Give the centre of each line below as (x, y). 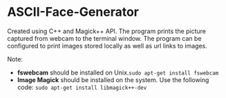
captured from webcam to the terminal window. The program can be (104, 38)
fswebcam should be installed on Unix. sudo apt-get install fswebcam (118, 72)
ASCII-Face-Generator (73, 12)
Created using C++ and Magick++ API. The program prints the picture (106, 31)
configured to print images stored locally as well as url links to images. (107, 46)
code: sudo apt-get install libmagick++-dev (82, 87)
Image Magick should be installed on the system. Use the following (113, 79)
